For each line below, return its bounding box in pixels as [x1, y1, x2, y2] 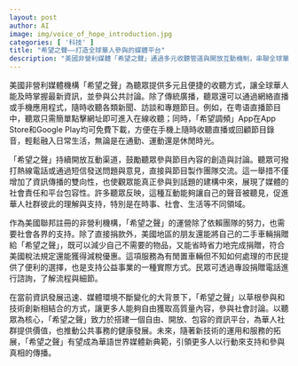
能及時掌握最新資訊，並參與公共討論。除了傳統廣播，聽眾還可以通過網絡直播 [9, 91, 289, 101]
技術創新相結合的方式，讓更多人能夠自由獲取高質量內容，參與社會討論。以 [9, 303, 281, 314]
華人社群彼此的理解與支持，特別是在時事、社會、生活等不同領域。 [9, 199, 250, 209]
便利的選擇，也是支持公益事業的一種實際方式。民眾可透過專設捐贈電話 [24, 262, 281, 272]
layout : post [9, 12, 58, 22]
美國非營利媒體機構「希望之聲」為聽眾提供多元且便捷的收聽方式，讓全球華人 [9, 80, 289, 90]
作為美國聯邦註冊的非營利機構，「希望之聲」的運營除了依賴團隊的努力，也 [9, 218, 278, 227]
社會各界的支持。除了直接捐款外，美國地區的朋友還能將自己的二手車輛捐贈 [16, 228, 289, 239]
